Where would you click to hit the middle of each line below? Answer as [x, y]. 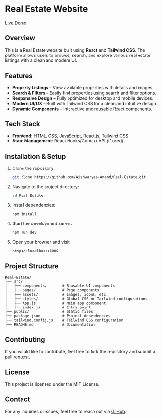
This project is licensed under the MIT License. [52, 384]
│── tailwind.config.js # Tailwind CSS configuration [64, 320]
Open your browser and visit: [41, 242]
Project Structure [32, 266]
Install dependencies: [34, 205]
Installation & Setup [35, 156]
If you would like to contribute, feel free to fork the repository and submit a [80, 352]
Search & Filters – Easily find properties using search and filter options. [84, 93]
